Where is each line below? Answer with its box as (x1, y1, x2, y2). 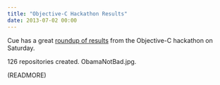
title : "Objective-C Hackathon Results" (7, 10, 128, 18)
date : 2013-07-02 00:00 (7, 17, 78, 24)
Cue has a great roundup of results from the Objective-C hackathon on (7, 36, 214, 44)
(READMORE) (7, 71, 47, 79)
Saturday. (7, 44, 35, 52)
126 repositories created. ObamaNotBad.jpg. (7, 57, 137, 65)
